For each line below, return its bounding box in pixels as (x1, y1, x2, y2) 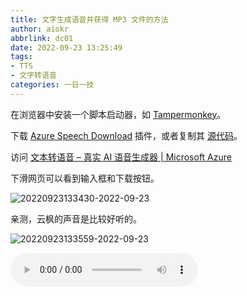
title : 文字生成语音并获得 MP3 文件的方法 (10, 14, 169, 25)
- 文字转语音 (10, 71, 57, 81)
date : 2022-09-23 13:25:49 (10, 42, 123, 53)
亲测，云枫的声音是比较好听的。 (10, 212, 142, 225)
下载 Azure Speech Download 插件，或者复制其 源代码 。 (10, 129, 243, 141)
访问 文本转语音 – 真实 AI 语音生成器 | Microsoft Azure (10, 151, 232, 163)
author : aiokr (10, 24, 70, 34)
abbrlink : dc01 (10, 33, 74, 43)
